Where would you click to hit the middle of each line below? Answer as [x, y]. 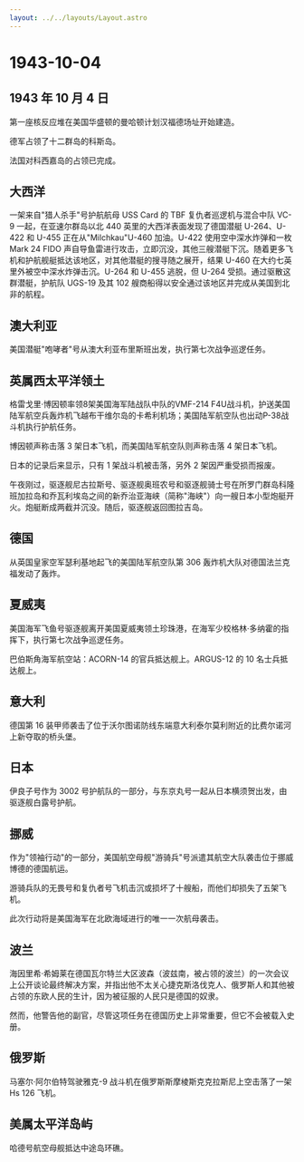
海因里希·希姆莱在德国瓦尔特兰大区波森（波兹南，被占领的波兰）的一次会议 [149, 973]
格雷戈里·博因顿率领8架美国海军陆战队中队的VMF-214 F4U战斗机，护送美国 [150, 404]
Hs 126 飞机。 [35, 1092]
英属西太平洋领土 [57, 380]
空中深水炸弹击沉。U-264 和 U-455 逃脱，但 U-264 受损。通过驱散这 [162, 272]
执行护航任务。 [53, 427]
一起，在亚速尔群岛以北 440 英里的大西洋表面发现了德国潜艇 [129, 227]
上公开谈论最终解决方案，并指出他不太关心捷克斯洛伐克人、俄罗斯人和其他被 [152, 984]
